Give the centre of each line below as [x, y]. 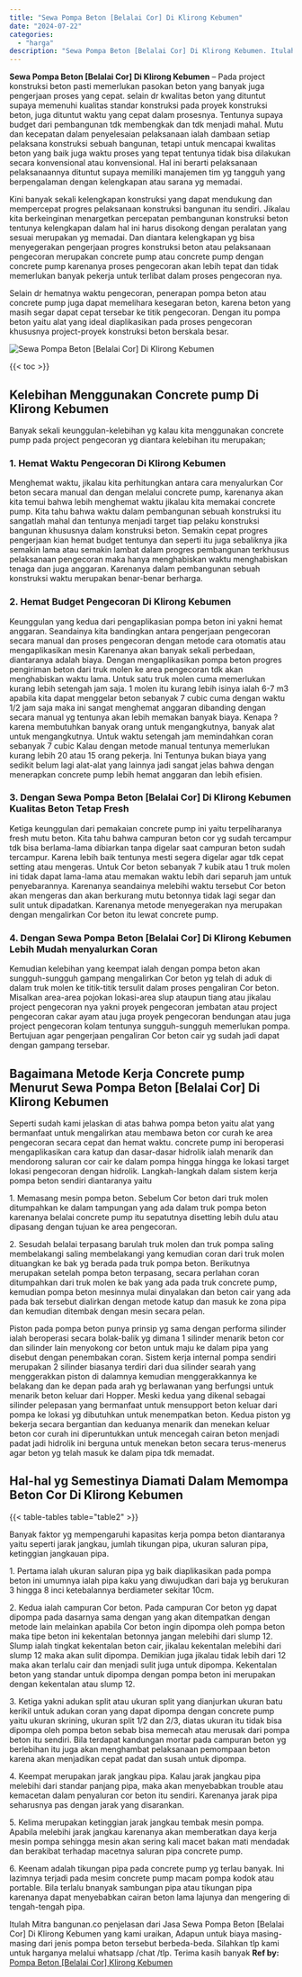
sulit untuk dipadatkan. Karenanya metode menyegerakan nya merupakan [146, 904]
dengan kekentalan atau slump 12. [72, 1684]
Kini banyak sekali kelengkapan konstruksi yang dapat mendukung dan [141, 200]
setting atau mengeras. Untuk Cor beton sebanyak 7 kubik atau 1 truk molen [150, 867]
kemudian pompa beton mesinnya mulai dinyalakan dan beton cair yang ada [150, 1291]
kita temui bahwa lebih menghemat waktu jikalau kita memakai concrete [142, 502]
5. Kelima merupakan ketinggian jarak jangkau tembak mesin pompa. [137, 1822]
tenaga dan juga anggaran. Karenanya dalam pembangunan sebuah [135, 569]
